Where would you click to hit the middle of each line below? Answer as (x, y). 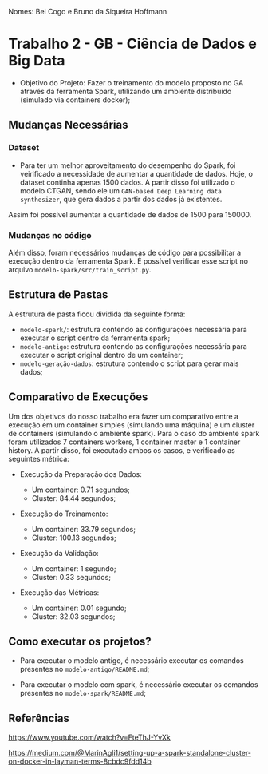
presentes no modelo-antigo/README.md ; (85, 669)
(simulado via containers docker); (75, 100)
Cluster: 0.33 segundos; (71, 577)
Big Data (37, 61)
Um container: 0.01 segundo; (79, 608)
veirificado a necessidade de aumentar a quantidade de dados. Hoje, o (136, 173)
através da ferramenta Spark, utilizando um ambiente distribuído (126, 91)
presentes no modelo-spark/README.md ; (83, 693)
